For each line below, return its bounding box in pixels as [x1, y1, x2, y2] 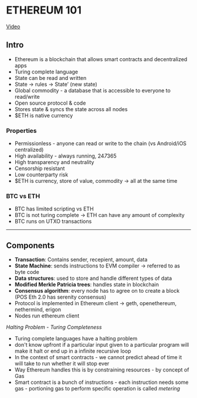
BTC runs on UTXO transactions [14, 218, 92, 225]
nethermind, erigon [14, 306, 62, 313]
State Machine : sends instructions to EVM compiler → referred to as [14, 262, 181, 269]
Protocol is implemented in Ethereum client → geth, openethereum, [14, 300, 177, 307]
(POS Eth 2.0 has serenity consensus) [14, 293, 107, 300]
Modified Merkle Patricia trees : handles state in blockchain [14, 281, 159, 288]
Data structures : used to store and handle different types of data [14, 275, 172, 282]
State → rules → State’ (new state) [14, 81, 98, 88]
